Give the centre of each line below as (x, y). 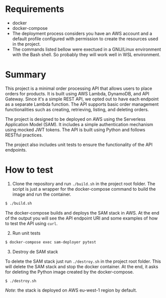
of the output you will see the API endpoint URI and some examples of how (82, 218)
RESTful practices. (24, 135)
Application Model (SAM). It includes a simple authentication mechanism (79, 124)
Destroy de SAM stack (35, 251)
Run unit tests (26, 233)
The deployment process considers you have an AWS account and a (82, 33)
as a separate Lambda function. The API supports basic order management (82, 104)
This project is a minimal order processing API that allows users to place (79, 88)
